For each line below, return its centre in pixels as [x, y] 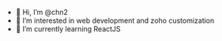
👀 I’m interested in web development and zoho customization [115, 20]
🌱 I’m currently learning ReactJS [68, 29]
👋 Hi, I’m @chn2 [42, 12]
